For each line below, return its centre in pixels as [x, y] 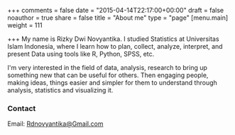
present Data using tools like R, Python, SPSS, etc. [81, 54]
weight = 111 [25, 25]
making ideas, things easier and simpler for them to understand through [113, 83]
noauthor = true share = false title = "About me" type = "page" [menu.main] [118, 18]
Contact [22, 108]
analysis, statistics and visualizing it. [60, 90]
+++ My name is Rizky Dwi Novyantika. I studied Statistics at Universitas [113, 39]
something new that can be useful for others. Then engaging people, [108, 75]
